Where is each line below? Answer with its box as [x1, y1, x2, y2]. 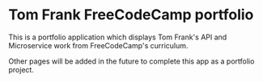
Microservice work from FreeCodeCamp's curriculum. [8, 40, 189, 50]
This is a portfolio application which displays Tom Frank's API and [8, 32, 227, 42]
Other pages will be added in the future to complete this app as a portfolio [8, 56, 255, 66]
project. [8, 64, 35, 74]
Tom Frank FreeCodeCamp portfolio [8, 6, 254, 24]
